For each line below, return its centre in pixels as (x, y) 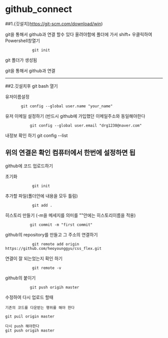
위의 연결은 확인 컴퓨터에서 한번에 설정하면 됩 (70, 153)
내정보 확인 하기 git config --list (36, 135)
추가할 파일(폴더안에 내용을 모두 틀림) (42, 196)
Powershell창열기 (22, 41)
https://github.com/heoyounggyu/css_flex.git (53, 248)
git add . (42, 205)
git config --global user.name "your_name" (67, 106)
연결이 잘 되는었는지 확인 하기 (34, 258)
